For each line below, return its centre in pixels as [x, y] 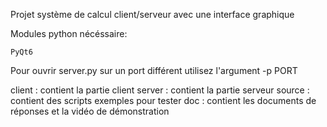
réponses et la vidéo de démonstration [90, 111]
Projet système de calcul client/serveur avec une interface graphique [152, 14]
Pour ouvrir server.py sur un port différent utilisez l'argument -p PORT [154, 70]
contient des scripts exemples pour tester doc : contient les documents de [163, 100]
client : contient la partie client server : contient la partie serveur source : [160, 90]
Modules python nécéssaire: [69, 33]
